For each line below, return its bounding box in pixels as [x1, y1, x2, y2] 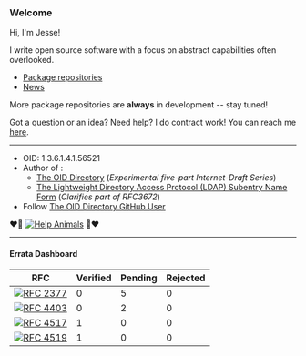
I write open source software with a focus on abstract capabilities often [9, 45, 277, 56]
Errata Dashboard [9, 248, 78, 259]
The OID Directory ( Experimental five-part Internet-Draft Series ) [36, 172, 277, 183]
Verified [76, 271, 112, 284]
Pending [120, 271, 158, 284]
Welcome [9, 6, 53, 19]
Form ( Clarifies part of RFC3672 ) [36, 191, 161, 202]
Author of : [22, 162, 64, 174]
